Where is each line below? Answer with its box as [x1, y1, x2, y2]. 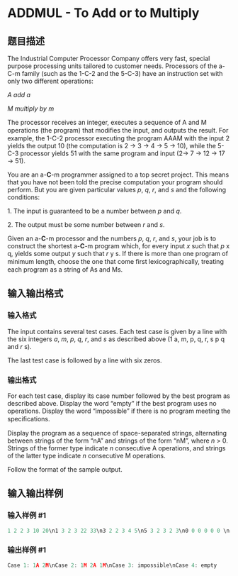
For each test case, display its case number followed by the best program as [7, 392, 230, 400]
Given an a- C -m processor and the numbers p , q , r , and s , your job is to [7, 234, 217, 243]
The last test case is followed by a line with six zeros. [7, 356, 162, 365]
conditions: [7, 193, 40, 201]
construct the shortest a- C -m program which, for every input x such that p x [7, 242, 230, 250]
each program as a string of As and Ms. [7, 265, 123, 274]
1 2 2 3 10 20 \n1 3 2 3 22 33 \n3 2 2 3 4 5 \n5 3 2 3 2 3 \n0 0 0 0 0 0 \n [7, 527, 230, 534]
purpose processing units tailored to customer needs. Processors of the [7, 62, 217, 70]
